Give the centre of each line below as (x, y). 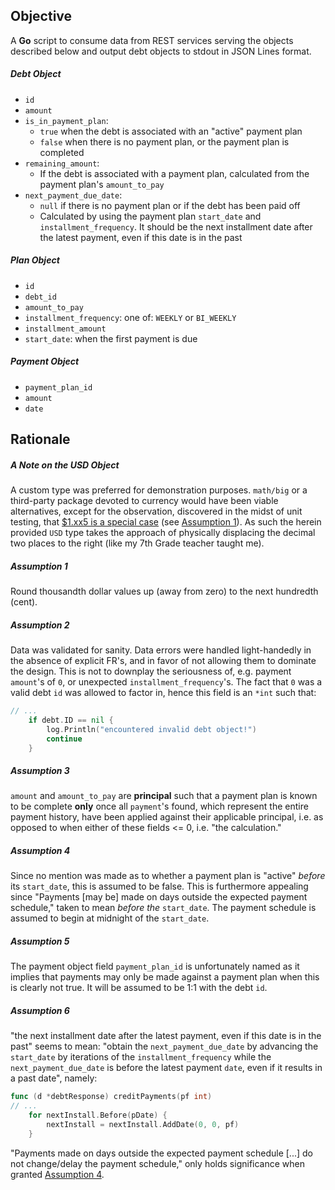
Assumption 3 (40, 770)
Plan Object (35, 260)
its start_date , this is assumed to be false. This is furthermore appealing (159, 886)
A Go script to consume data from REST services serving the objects (152, 40)
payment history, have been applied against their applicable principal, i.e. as (167, 817)
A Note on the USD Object (65, 465)
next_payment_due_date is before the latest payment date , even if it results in (166, 1068)
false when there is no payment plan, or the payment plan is (164, 141)
